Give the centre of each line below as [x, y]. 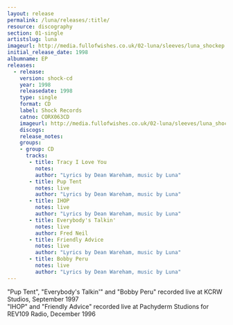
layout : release [31, 14]
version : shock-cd [46, 78]
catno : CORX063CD [45, 117]
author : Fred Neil [62, 233]
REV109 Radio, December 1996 [51, 314]
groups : [31, 143]
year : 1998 [35, 85]
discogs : [32, 130]
